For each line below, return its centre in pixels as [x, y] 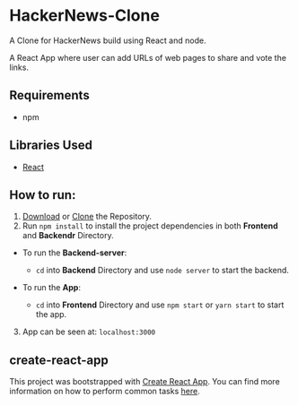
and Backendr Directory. [68, 236]
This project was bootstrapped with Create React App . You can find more [145, 382]
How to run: [43, 195]
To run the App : [51, 288]
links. [19, 67]
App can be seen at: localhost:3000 [88, 332]
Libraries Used [51, 146]
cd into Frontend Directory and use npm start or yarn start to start [160, 305]
